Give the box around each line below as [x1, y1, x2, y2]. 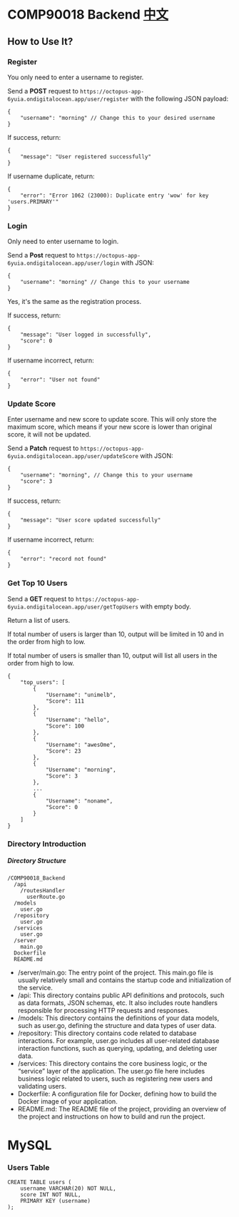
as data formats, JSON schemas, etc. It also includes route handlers [17, 998, 218, 1007]
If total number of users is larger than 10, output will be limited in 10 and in [7, 629, 225, 638]
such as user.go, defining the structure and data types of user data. [17, 1021, 217, 1029]
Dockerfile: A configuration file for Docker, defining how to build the [17, 1089, 218, 1098]
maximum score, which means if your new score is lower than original [7, 422, 213, 432]
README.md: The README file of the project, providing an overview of [17, 1104, 227, 1113]
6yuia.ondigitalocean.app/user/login [7, 260, 120, 268]
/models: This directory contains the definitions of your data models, [17, 1014, 220, 1022]
